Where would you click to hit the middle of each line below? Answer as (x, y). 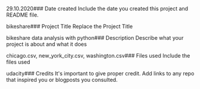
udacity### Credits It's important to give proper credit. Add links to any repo (100, 73)
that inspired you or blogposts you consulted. (62, 80)
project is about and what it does (47, 44)
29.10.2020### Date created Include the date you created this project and (97, 9)
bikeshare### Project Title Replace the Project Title (70, 26)
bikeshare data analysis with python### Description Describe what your (95, 38)
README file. (22, 15)
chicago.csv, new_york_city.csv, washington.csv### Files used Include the (98, 55)
